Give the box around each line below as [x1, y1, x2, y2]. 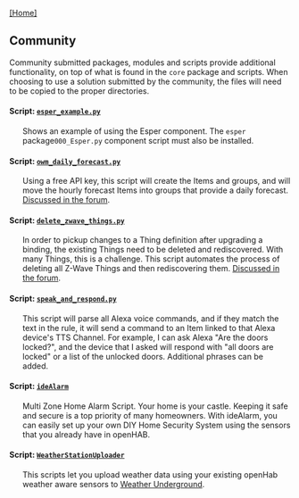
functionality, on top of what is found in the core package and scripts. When [9, 66, 288, 77]
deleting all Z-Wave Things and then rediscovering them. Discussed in [21, 263, 280, 274]
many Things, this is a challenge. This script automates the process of [21, 253, 280, 264]
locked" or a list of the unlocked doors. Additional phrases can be [21, 351, 263, 361]
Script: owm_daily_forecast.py [9, 155, 121, 166]
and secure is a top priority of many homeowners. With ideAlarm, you [21, 410, 278, 420]
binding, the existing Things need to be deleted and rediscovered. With [21, 245, 284, 255]
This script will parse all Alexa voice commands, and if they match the [21, 312, 279, 324]
